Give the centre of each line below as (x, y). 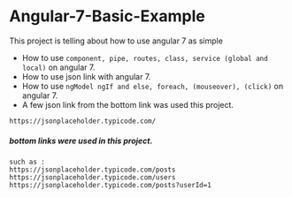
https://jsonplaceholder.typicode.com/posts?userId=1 (111, 185)
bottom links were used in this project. (81, 141)
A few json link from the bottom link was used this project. (128, 104)
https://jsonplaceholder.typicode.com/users (92, 177)
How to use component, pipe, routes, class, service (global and (145, 57)
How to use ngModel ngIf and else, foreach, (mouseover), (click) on (153, 86)
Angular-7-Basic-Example (107, 16)
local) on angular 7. (58, 67)
